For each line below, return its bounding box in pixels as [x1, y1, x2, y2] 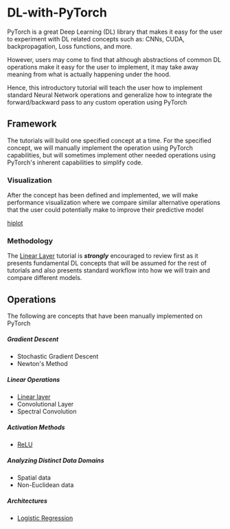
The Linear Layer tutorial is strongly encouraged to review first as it [7, 252, 198, 260]
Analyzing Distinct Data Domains [7, 456, 104, 464]
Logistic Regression [16, 514, 73, 522]
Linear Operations [7, 375, 60, 383]
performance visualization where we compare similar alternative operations [7, 198, 221, 207]
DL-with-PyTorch [7, 5, 108, 21]
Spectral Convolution [16, 407, 77, 415]
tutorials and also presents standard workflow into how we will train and [7, 266, 211, 274]
